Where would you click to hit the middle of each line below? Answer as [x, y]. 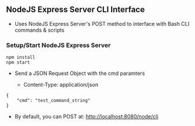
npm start [18, 63]
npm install [21, 57]
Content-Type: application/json [61, 85]
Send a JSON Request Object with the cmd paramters [80, 73]
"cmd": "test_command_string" [54, 101]
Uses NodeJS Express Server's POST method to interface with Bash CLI [102, 23]
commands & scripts [39, 30]
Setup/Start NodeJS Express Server [58, 45]
